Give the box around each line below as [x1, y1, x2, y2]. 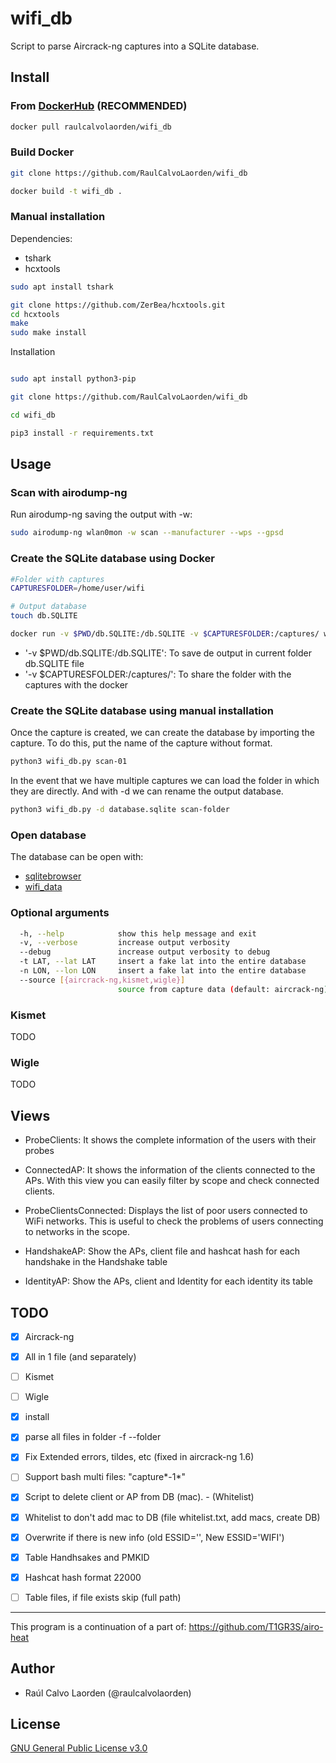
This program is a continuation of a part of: [10, 1620, 187, 1632]
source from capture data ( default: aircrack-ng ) [117, 984, 329, 994]
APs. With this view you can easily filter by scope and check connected [24, 1175, 320, 1187]
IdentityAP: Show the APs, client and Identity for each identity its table [24, 1275, 313, 1287]
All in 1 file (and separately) [24, 1351, 137, 1362]
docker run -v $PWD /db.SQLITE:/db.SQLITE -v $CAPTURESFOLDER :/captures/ [10, 629, 320, 639]
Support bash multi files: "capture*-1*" [24, 1471, 186, 1483]
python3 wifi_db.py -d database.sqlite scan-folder [10, 805, 230, 815]
